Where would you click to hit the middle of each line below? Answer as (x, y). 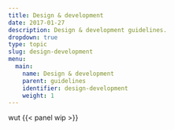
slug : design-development (50, 52)
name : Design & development (68, 74)
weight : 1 (39, 96)
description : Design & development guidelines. (88, 30)
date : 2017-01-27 (37, 23)
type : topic (28, 45)
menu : (17, 60)
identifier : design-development (75, 88)
